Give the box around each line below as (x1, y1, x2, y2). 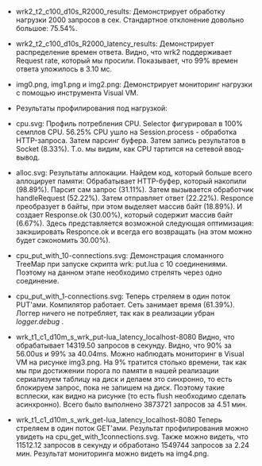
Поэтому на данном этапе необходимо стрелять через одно (15, 268, 222, 277)
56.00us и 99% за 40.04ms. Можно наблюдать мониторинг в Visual (15, 349, 245, 358)
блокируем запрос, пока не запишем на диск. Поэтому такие (15, 383, 225, 392)
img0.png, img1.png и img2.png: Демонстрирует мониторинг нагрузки (15, 79, 252, 89)
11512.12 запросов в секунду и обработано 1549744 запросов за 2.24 (15, 441, 250, 449)
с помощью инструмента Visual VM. (15, 88, 139, 98)
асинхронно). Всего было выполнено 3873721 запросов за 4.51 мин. (15, 400, 248, 409)
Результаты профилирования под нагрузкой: (15, 103, 168, 113)
